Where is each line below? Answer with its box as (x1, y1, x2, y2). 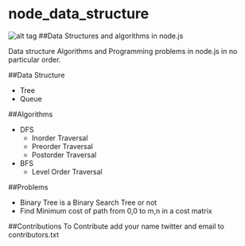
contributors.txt (8, 229, 60, 239)
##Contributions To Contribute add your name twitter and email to (8, 221, 225, 231)
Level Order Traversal (31, 167, 103, 176)
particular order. (8, 55, 61, 64)
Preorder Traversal (31, 141, 93, 151)
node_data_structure (8, 5, 150, 23)
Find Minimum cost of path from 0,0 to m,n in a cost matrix (19, 206, 212, 215)
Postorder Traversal (31, 150, 97, 160)
